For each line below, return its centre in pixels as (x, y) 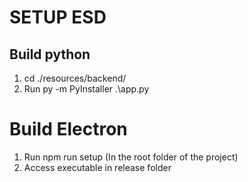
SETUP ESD (58, 17)
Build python (50, 54)
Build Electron (68, 129)
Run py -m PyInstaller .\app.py (86, 89)
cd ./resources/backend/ (75, 78)
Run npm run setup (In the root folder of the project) (131, 157)
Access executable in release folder (97, 167)
